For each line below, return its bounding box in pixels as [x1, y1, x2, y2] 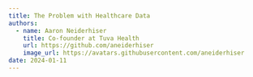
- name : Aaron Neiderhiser [15, 26, 107, 34]
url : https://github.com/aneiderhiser [23, 42, 154, 50]
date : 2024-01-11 [8, 57, 67, 65]
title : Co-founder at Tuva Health [23, 34, 139, 43]
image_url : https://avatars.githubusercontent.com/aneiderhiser [23, 49, 245, 57]
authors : [8, 19, 38, 27]
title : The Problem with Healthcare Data [8, 11, 151, 20]
